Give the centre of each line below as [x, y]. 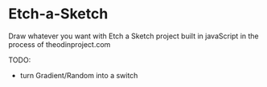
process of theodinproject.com [60, 44]
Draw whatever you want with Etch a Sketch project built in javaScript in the [133, 36]
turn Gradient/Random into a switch [79, 75]
